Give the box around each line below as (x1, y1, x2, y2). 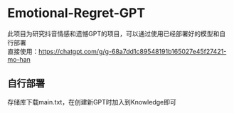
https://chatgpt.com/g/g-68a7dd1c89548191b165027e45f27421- (38, 47, 227, 55)
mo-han (7, 55, 31, 63)
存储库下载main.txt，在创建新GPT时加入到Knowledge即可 (7, 97, 176, 106)
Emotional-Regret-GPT (7, 5, 146, 21)
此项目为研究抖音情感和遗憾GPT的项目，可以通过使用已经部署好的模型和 (7, 29, 220, 38)
